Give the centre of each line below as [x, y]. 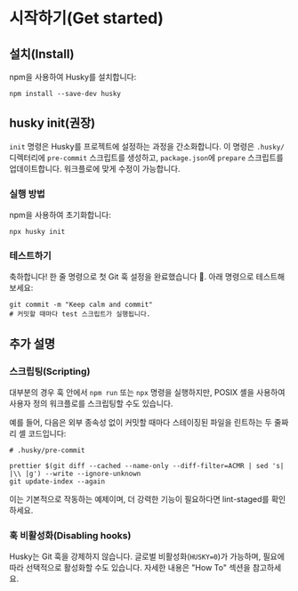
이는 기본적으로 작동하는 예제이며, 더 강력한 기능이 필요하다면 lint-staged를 [139, 499]
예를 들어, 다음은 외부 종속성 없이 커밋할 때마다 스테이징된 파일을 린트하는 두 [141, 423]
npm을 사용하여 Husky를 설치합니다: [73, 77]
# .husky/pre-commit [48, 450]
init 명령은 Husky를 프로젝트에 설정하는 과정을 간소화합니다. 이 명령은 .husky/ [147, 146]
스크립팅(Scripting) [50, 371]
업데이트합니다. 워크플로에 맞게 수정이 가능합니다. [95, 168]
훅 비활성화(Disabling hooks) [70, 536]
